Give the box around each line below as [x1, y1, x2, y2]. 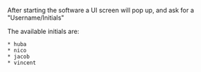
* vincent [7, 59, 37, 66]
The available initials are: [7, 28, 80, 35]
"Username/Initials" [7, 13, 65, 22]
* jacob [7, 53, 30, 60]
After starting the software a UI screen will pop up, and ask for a [7, 6, 195, 14]
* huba [7, 41, 27, 48]
